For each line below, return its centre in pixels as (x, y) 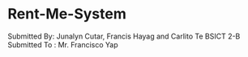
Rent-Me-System (67, 14)
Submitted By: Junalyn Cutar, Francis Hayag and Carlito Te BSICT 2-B (124, 36)
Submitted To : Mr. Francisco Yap (63, 44)
